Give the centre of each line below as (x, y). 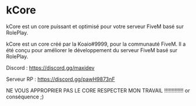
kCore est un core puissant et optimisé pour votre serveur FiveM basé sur (95, 26)
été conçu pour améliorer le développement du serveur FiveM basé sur (92, 50)
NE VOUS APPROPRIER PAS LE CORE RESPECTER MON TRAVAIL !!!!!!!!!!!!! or (98, 90)
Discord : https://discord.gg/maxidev (50, 67)
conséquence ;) (25, 97)
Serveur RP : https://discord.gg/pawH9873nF (61, 79)
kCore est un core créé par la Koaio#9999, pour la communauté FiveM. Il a (96, 44)
